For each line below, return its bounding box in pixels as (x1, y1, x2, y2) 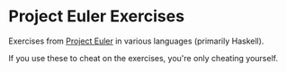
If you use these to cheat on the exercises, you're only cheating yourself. (8, 52, 278, 63)
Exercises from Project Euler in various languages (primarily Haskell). (8, 36, 265, 46)
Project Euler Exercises (8, 6, 185, 27)
